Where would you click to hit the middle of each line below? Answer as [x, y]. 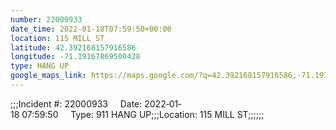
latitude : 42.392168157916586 [73, 47]
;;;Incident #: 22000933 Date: [76, 103]
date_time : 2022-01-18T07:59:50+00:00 [91, 29]
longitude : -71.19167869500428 [75, 57]
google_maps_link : [48, 76]
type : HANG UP [40, 66]
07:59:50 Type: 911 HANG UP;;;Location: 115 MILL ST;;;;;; [143, 114]
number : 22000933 [46, 19]
